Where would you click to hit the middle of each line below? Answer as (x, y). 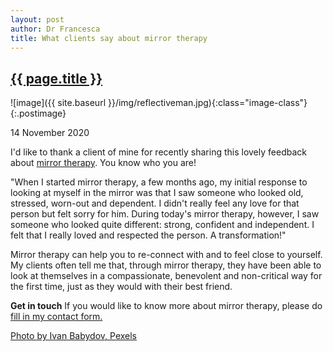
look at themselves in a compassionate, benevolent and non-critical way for (166, 276)
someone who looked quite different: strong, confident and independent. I (162, 225)
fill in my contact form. (56, 317)
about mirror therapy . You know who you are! (103, 163)
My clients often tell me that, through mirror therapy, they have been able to (166, 265)
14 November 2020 (50, 133)
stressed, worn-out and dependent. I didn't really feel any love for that (155, 203)
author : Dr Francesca (55, 29)
